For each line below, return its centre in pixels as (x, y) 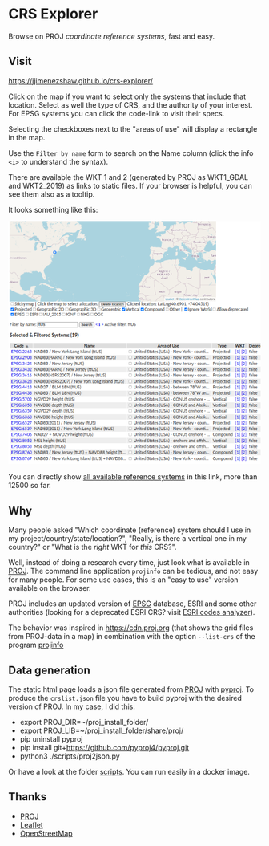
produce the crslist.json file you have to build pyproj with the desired (125, 698)
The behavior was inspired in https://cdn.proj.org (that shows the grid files (131, 628)
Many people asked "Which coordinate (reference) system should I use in (130, 530)
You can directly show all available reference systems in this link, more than (133, 477)
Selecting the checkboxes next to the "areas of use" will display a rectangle (133, 128)
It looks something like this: (53, 209)
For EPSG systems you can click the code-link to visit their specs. (116, 113)
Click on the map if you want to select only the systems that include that (127, 96)
